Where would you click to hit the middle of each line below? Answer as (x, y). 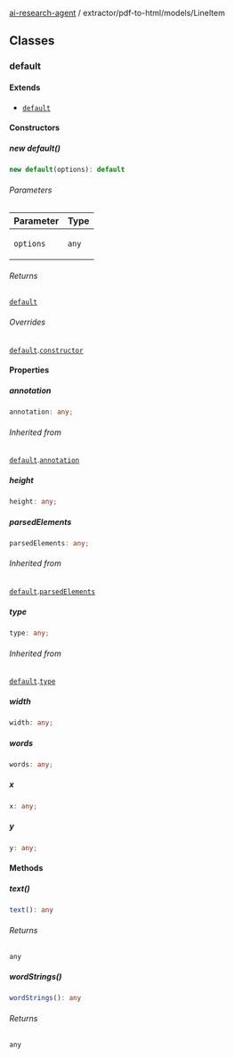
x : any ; (24, 806)
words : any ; (31, 764)
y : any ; (24, 848)
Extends (25, 87)
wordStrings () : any (45, 998)
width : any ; (31, 723)
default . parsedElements (52, 591)
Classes (32, 41)
